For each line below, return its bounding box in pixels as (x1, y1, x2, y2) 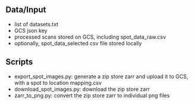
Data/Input (5, 5, 46, 15)
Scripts (5, 57, 33, 67)
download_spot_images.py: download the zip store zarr (14, 85, 150, 92)
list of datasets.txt (14, 20, 59, 27)
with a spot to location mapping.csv (14, 79, 102, 86)
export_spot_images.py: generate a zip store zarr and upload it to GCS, (14, 73, 189, 80)
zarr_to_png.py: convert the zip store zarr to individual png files (14, 92, 170, 99)
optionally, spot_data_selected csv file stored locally (14, 39, 142, 47)
